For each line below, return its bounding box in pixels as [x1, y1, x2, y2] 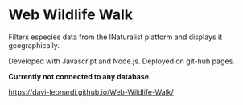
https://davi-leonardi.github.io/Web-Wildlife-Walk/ [8, 87, 175, 97]
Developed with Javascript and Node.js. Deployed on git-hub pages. [8, 56, 235, 66]
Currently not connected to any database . [8, 71, 151, 81]
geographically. [8, 40, 60, 50]
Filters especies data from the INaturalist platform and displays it [8, 32, 223, 42]
